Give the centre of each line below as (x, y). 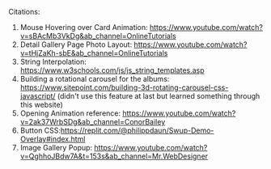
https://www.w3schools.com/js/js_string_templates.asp (112, 70)
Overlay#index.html (53, 139)
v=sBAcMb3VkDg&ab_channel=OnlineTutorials (98, 36)
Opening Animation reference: (70, 113)
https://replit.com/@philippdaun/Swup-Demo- (137, 130)
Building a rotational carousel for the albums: (95, 79)
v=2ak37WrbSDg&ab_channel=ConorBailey (93, 122)
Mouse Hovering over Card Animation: (84, 27)
